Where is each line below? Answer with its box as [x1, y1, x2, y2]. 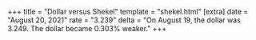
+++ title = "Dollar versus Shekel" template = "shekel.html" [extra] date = [7, 7, 249, 16]
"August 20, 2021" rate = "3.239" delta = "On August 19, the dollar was [7, 15, 241, 25]
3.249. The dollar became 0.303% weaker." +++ [7, 24, 167, 33]
